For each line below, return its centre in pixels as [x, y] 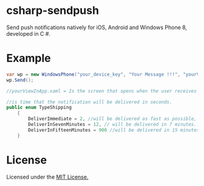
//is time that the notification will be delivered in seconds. [89, 102]
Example [29, 58]
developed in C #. [28, 33]
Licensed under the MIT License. [47, 177]
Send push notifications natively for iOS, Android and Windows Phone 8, [97, 27]
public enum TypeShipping [39, 108]
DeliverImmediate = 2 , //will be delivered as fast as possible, [113, 119]
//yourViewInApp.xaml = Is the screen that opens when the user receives [102, 91]
